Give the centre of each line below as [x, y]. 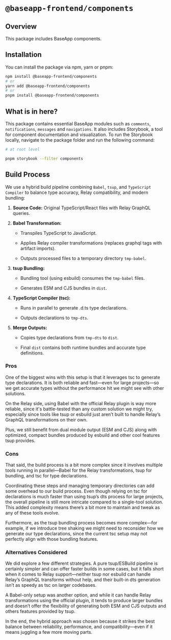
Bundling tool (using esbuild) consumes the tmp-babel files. [82, 278]
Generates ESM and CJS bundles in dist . [64, 288]
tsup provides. [20, 440]
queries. [21, 213]
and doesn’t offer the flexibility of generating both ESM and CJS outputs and [86, 606]
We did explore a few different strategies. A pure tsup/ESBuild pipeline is [82, 563]
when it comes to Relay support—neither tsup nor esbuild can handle [78, 575]
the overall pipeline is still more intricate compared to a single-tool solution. [84, 502]
